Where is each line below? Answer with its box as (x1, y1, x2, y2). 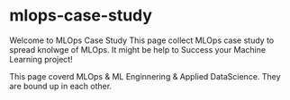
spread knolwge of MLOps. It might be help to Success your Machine (9, 44, 267, 54)
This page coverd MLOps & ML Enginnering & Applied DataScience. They (9, 71, 281, 81)
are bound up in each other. (9, 80, 113, 91)
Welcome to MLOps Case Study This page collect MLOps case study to (9, 35, 275, 46)
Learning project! (9, 54, 74, 64)
